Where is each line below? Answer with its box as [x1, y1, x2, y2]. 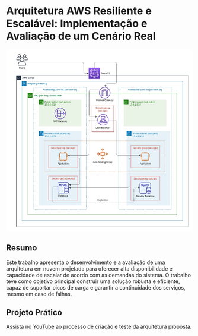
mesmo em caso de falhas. [6, 290, 72, 297]
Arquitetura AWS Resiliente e [6, 4, 152, 18]
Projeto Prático [6, 307, 62, 318]
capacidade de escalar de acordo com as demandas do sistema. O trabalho [6, 271, 191, 278]
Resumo [6, 243, 37, 253]
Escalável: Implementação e [6, 17, 148, 30]
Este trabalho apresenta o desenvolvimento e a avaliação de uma [6, 259, 165, 266]
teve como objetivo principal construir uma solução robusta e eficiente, [6, 278, 180, 285]
